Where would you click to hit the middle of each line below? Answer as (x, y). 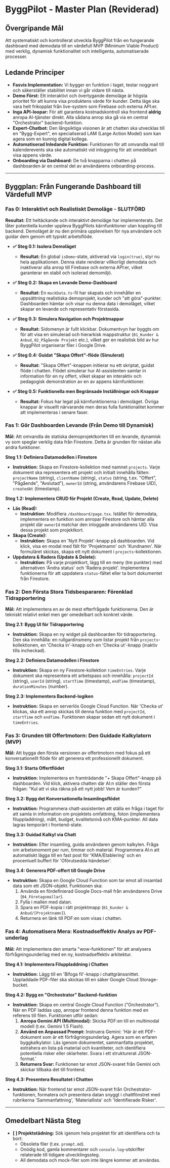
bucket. (20, 985)
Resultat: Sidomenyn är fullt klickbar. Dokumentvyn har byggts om (90, 329)
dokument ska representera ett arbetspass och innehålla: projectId (83, 676)
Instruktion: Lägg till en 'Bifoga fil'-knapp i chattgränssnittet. (76, 974)
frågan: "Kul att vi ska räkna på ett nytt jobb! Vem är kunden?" (77, 789)
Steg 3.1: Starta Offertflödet (35, 768)
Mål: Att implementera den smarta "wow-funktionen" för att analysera (78, 949)
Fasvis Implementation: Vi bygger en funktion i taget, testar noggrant (85, 84)
